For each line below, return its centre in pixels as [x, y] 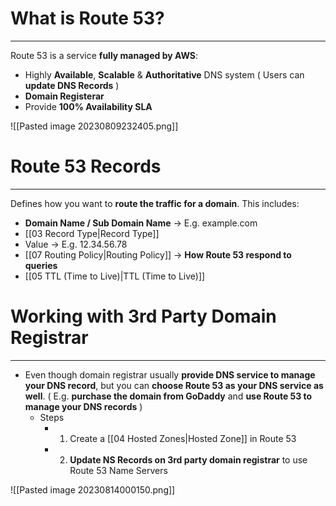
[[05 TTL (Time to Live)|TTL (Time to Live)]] [115, 276]
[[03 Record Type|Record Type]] [92, 233]
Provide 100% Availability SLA [88, 106]
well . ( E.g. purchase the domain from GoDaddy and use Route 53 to [168, 396]
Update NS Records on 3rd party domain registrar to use [188, 459]
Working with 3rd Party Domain [143, 316]
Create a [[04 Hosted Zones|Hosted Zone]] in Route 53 [183, 438]
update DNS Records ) [72, 85]
